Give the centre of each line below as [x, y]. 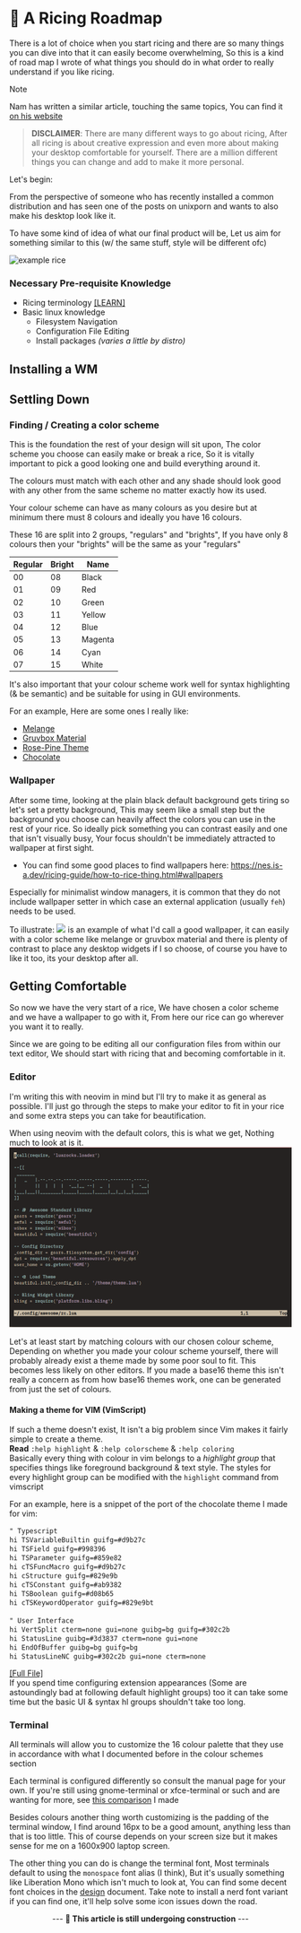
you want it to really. [47, 1027]
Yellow [94, 614]
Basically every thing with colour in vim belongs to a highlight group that [142, 1458]
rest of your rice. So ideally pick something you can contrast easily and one [149, 828]
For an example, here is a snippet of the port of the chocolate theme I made [149, 1504]
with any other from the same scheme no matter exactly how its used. [138, 490]
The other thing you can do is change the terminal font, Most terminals [139, 1863]
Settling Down [49, 399]
